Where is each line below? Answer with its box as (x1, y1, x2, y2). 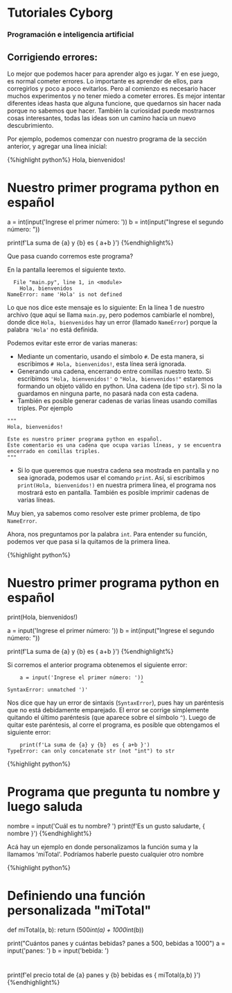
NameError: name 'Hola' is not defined (7, 290, 123, 298)
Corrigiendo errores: (7, 51, 98, 63)
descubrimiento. (7, 121, 54, 129)
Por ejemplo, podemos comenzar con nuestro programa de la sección (7, 134, 207, 143)
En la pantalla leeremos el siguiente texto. (7, 265, 126, 274)
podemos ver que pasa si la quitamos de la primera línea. (7, 537, 170, 545)
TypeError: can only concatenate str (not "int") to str (7, 747, 175, 755)
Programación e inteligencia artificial (7, 30, 134, 40)
